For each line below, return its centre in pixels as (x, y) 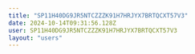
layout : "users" (35, 38)
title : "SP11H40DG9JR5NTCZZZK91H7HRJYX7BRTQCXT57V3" (98, 15)
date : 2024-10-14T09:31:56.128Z (62, 23)
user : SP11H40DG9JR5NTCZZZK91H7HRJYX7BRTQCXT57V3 (93, 30)
